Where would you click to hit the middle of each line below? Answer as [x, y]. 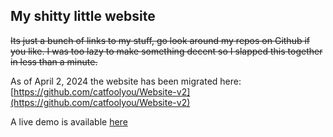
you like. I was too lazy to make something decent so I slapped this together [166, 51]
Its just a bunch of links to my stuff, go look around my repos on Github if [160, 40]
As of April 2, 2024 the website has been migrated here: [126, 81]
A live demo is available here [69, 121]
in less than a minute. [54, 61]
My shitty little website [83, 16]
